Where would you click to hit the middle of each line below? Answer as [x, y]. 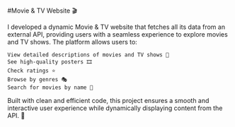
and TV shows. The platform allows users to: [73, 42]
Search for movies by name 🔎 [50, 87]
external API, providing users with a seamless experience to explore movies [117, 34]
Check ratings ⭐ [31, 71]
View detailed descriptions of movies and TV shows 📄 [88, 55]
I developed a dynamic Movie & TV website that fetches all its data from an [116, 27]
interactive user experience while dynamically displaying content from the [115, 108]
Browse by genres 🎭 [38, 80]
